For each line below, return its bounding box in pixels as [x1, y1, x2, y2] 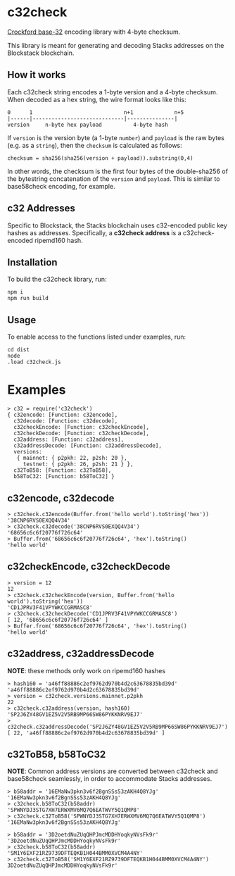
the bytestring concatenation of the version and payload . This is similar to [7, 174, 220, 183]
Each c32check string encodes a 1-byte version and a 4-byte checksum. [7, 87, 218, 96]
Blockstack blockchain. [7, 49, 75, 57]
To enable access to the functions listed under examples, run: [7, 332, 186, 342]
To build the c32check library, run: [7, 275, 107, 284]
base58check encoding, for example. [7, 182, 115, 190]
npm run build [7, 295, 49, 302]
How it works [7, 69, 66, 81]
